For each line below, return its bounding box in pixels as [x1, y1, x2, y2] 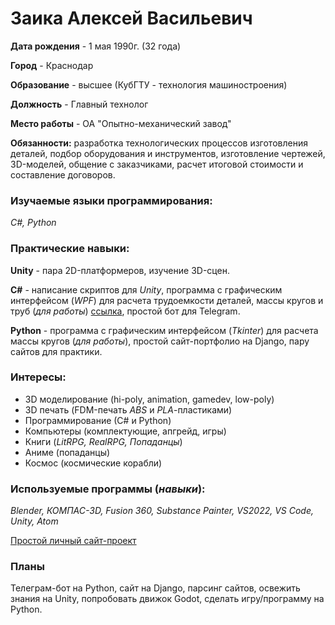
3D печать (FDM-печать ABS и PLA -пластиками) [24, 403, 233, 416]
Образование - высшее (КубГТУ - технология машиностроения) [10, 78, 288, 91]
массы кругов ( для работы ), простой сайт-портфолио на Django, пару [10, 335, 310, 347]
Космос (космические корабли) [24, 457, 163, 469]
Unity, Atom [10, 515, 59, 527]
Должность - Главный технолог [10, 98, 149, 110]
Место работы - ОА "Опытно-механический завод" [10, 117, 232, 129]
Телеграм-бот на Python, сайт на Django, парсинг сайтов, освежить [10, 582, 301, 594]
